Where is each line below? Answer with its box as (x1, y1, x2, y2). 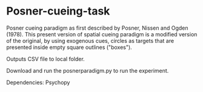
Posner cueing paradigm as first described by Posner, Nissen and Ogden (6, 24, 189, 31)
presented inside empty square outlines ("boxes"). (6, 44, 132, 51)
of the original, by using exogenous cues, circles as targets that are (6, 37, 175, 44)
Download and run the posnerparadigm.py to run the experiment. (6, 67, 169, 74)
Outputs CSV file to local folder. (6, 55, 85, 62)
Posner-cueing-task (6, 4, 110, 18)
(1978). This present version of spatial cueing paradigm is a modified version (6, 30, 198, 38)
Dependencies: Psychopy (6, 79, 70, 86)
